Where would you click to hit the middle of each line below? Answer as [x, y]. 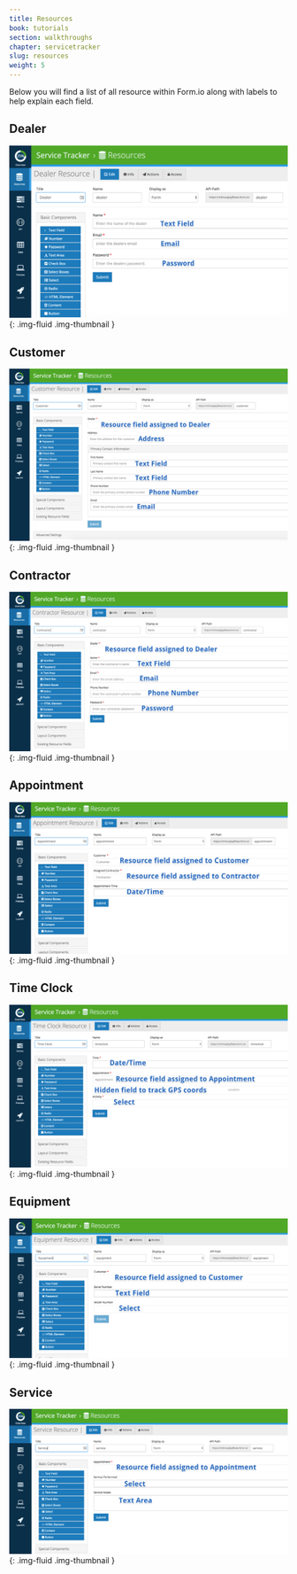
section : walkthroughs [51, 37]
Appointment [46, 785]
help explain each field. [52, 101]
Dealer [28, 129]
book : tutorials [39, 28]
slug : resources [39, 56]
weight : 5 [27, 66]
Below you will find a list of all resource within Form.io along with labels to [143, 92]
